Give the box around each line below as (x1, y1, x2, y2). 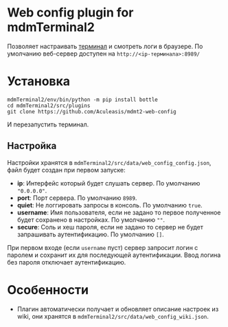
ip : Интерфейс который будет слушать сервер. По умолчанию (16, 179, 201, 187)
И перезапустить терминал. (7, 120, 89, 128)
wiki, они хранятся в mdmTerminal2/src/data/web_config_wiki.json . (16, 312, 209, 320)
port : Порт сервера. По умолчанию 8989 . (16, 194, 137, 202)
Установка (7, 74, 71, 89)
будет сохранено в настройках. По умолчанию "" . (16, 215, 166, 224)
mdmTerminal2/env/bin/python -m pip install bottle (7, 96, 158, 103)
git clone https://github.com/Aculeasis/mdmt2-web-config (7, 108, 176, 115)
